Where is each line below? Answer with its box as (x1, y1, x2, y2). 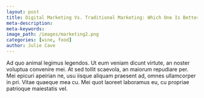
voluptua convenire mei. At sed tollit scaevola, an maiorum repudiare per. (6, 65, 189, 73)
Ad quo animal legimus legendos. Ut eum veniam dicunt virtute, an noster (6, 59, 190, 67)
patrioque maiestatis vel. (6, 85, 68, 92)
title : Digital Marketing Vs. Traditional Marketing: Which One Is (6, 15, 181, 21)
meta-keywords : (6, 25, 45, 32)
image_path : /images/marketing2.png (6, 31, 99, 38)
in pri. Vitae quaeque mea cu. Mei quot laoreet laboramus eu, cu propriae (6, 78, 189, 85)
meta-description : (6, 20, 53, 26)
